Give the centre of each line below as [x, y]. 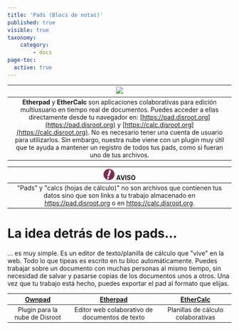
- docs [43, 53]
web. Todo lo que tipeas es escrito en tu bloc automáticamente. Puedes [112, 261]
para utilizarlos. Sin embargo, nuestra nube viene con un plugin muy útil [119, 139]
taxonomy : [22, 38]
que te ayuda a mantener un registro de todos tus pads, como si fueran [119, 147]
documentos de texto [114, 317]
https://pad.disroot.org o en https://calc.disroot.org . [119, 203]
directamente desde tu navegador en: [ [85, 117]
